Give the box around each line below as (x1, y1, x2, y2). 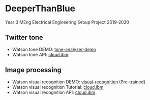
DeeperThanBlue (5, 3, 75, 14)
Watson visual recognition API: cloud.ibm (12, 89, 95, 95)
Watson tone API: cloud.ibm (12, 51, 69, 57)
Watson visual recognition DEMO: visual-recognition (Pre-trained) (12, 79, 146, 85)
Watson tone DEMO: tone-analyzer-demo (12, 46, 96, 52)
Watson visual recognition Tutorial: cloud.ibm (12, 84, 104, 90)
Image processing (5, 66, 61, 74)
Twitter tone (5, 33, 43, 42)
